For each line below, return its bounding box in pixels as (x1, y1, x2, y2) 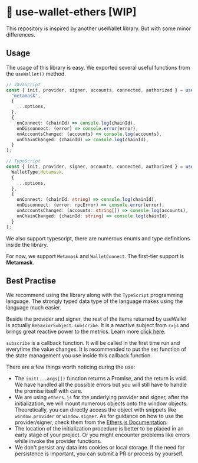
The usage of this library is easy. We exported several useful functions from (6, 64, 190, 71)
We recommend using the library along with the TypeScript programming (6, 292, 183, 299)
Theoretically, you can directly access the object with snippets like (14, 406, 177, 413)
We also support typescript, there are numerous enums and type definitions (6, 234, 190, 242)
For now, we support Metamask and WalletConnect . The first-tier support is (6, 252, 184, 259)
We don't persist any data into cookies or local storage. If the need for (14, 444, 185, 451)
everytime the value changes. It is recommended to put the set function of (6, 345, 187, 353)
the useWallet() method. (6, 70, 66, 77)
